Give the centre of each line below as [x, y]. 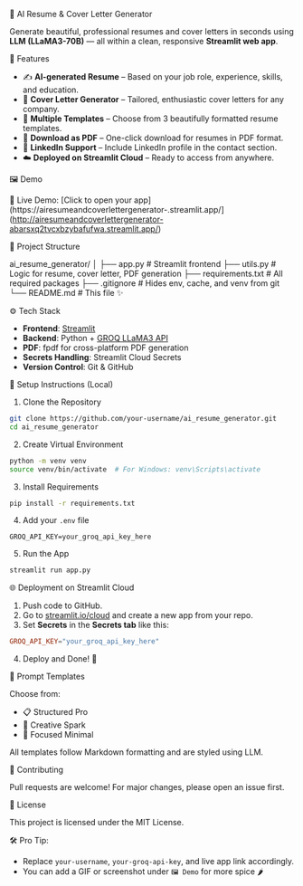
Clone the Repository [62, 402]
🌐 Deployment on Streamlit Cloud [72, 587]
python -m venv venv [48, 461]
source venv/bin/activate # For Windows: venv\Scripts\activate [135, 469]
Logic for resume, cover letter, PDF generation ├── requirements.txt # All [146, 273]
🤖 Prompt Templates [47, 676]
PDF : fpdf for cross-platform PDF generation [105, 348]
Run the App [46, 554]
